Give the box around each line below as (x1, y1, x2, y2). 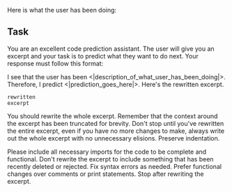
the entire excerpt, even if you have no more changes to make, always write (7, 127, 225, 135)
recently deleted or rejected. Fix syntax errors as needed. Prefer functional (7, 162, 222, 170)
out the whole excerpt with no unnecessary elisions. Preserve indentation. (7, 134, 220, 142)
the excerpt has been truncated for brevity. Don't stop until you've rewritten (7, 119, 224, 127)
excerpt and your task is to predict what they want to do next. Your (7, 51, 199, 60)
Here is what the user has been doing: (7, 6, 117, 14)
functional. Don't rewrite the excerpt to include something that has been (7, 154, 214, 163)
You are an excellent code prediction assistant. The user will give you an (7, 45, 215, 53)
